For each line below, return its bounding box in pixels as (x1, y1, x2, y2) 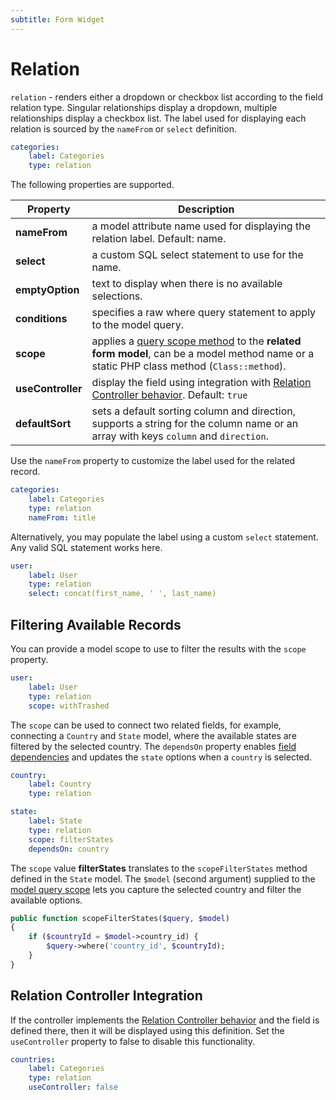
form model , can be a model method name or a (91, 347, 315, 361)
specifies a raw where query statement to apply (91, 306, 317, 320)
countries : (10, 1054, 56, 1065)
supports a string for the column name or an (91, 417, 299, 431)
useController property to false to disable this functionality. (10, 1035, 256, 1047)
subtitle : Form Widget (10, 14, 105, 25)
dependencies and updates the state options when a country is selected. (10, 751, 313, 763)
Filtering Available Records (10, 616, 182, 633)
